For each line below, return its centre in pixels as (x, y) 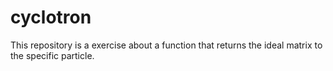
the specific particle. (52, 55)
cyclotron (51, 17)
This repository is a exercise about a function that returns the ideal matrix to (166, 45)
